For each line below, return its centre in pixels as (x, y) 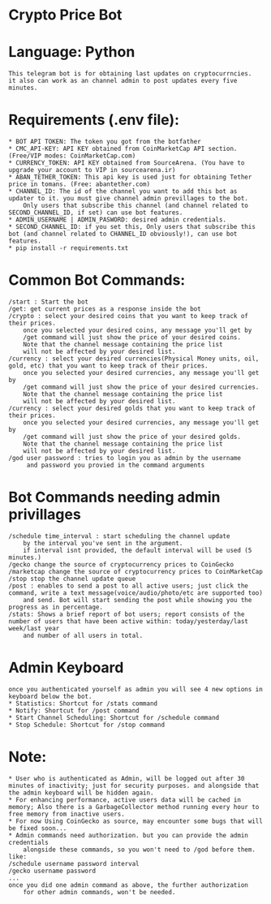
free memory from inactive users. (67, 814)
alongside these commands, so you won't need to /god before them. (139, 850)
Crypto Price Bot (65, 15)
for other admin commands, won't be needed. (99, 892)
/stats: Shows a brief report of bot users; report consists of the (127, 614)
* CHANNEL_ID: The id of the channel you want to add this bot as (123, 192)
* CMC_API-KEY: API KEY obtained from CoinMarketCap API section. (123, 149)
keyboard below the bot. (50, 696)
